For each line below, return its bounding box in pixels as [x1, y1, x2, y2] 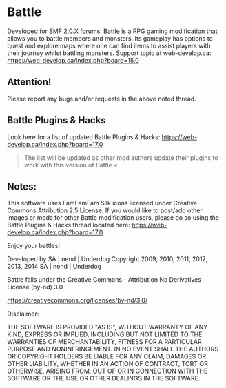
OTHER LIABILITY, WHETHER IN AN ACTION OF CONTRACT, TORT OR [7, 360, 208, 368]
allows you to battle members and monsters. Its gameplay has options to [7, 34, 214, 42]
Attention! [7, 76, 52, 88]
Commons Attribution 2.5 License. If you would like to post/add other [7, 206, 203, 214]
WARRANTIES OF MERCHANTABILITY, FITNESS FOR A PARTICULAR [7, 338, 202, 346]
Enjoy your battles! [7, 242, 61, 250]
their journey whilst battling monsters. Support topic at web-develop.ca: [7, 49, 212, 57]
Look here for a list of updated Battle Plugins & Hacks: [7, 132, 161, 141]
